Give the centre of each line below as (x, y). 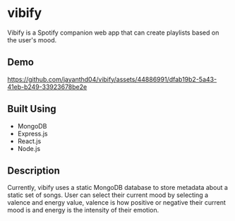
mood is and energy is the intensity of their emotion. (83, 210)
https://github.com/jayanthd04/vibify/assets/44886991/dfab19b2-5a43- (112, 79)
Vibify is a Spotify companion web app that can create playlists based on (113, 32)
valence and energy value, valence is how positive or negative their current (116, 203)
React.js (29, 141)
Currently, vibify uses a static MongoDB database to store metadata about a (117, 188)
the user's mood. (32, 40)
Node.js (29, 148)
